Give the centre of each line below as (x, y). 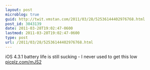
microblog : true (22, 14)
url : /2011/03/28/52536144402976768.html (49, 42)
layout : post (19, 10)
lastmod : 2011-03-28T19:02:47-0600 (43, 33)
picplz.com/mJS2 (23, 62)
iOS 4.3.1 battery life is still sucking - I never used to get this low (71, 56)
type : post (17, 38)
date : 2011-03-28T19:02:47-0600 (39, 28)
